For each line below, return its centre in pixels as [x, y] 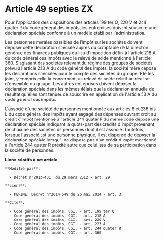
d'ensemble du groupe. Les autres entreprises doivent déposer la [71, 83]
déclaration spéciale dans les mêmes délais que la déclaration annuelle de [80, 89]
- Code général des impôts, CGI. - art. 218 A [58, 216]
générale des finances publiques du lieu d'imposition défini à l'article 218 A [81, 53]
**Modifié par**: [23, 169]
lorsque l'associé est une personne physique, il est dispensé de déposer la [80, 135]
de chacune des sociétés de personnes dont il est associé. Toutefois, [75, 129]
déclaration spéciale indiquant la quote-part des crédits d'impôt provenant [80, 124]
